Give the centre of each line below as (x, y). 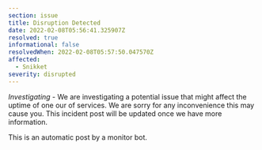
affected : (25, 60)
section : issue (33, 15)
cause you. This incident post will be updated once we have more (115, 113)
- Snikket (31, 67)
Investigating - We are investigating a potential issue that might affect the (127, 96)
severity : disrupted (42, 74)
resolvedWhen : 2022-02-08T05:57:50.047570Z (81, 52)
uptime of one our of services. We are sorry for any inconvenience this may (131, 105)
